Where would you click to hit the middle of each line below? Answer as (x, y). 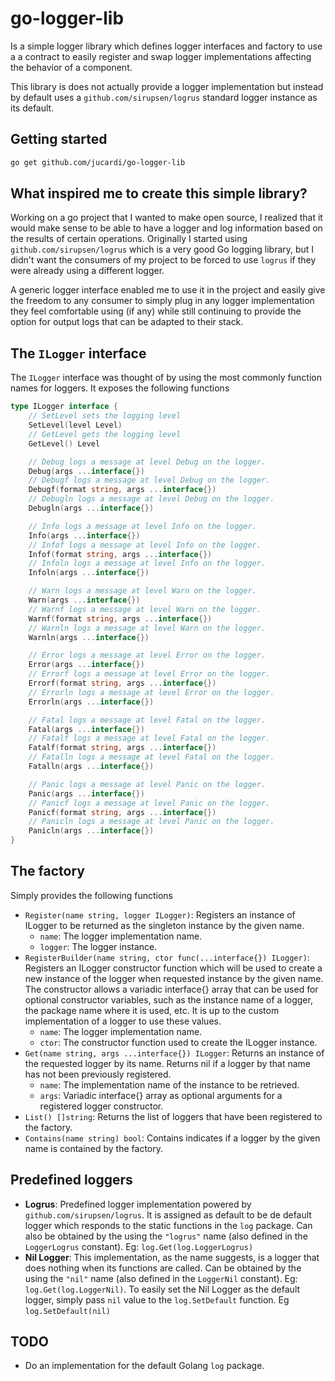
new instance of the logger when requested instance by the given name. (174, 978)
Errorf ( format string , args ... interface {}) (122, 683)
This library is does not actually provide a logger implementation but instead (167, 86)
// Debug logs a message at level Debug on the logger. (147, 462)
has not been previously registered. (98, 1074)
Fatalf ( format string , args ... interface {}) (122, 748)
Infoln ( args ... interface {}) (89, 573)
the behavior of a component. (71, 67)
